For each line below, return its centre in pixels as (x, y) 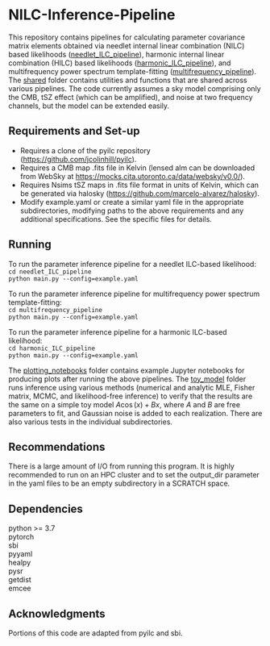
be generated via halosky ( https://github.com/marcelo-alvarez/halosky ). (140, 193)
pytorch (21, 537)
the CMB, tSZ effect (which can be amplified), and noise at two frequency (131, 97)
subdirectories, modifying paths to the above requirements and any (132, 210)
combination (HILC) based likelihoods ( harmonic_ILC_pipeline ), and (120, 63)
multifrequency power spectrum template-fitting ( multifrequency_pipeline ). (132, 71)
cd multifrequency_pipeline (56, 310)
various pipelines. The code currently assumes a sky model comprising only (135, 88)
